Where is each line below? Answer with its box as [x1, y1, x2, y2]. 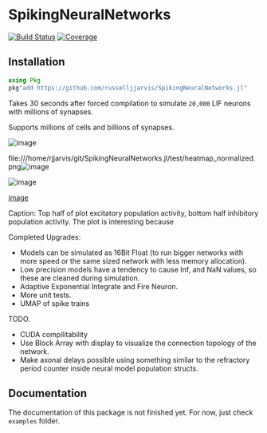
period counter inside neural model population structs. [19, 363, 199, 373]
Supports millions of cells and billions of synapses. [8, 122, 175, 132]
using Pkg [8, 76, 41, 85]
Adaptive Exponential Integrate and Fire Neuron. [19, 281, 179, 291]
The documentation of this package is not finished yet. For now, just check [8, 407, 253, 417]
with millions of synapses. [8, 106, 93, 117]
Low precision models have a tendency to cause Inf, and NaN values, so [19, 264, 257, 274]
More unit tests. [19, 290, 72, 300]
